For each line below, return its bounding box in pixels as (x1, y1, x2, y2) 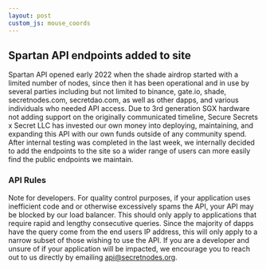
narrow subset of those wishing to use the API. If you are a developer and (8, 235, 249, 244)
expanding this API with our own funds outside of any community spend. (8, 129, 247, 139)
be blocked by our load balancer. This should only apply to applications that (8, 209, 257, 220)
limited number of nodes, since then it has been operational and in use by (8, 78, 249, 88)
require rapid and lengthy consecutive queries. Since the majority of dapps (8, 218, 254, 228)
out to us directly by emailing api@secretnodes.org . (8, 252, 178, 262)
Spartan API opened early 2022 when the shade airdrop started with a (8, 69, 239, 80)
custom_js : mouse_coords (8, 19, 91, 27)
